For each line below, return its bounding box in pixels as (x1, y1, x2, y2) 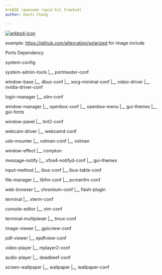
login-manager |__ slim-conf (5, 94, 64, 100)
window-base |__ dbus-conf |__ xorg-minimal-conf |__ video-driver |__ (5, 79, 150, 85)
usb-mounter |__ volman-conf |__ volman (5, 138, 90, 144)
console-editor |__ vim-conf (5, 206, 63, 212)
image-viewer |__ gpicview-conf (5, 225, 72, 231)
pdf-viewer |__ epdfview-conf (5, 235, 67, 241)
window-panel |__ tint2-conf (5, 118, 64, 124)
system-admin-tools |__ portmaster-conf (5, 69, 89, 75)
